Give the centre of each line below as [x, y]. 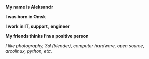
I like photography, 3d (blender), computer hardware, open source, [75, 46]
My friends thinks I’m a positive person [47, 36]
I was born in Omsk [26, 17]
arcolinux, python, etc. [29, 51]
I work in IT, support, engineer [37, 26]
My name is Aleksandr [29, 7]
